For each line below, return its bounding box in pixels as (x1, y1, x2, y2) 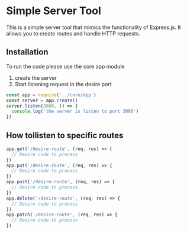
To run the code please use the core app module (6, 63, 125, 70)
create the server (14, 74, 57, 81)
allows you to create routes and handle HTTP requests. (6, 30, 140, 37)
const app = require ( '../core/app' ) (6, 92, 96, 98)
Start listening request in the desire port (14, 80, 112, 87)
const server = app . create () (6, 97, 78, 103)
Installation (6, 47, 49, 57)
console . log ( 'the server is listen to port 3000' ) (11, 108, 139, 115)
